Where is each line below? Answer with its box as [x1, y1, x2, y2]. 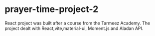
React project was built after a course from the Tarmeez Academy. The [4, 20, 151, 26]
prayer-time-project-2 [4, 3, 99, 15]
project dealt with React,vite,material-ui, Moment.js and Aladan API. [4, 25, 144, 31]
